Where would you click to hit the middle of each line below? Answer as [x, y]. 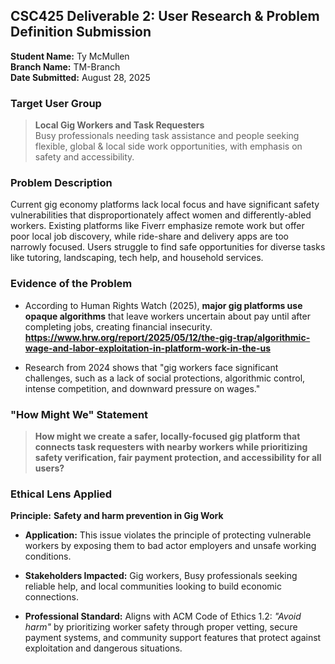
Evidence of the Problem [71, 284]
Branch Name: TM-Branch [65, 66]
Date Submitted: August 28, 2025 [80, 77]
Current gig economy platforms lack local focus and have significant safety [165, 205]
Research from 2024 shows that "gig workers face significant [151, 367]
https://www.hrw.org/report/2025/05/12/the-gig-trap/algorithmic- [167, 337]
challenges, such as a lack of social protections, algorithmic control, [165, 378]
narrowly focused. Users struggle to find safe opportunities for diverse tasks [168, 247]
